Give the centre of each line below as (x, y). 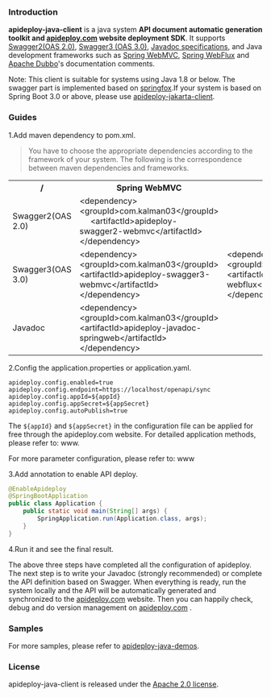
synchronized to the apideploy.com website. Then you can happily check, (131, 599)
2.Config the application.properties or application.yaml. (100, 367)
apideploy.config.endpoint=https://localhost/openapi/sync (110, 389)
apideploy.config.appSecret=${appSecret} (79, 404)
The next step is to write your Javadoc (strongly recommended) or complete (135, 573)
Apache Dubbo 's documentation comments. (82, 64)
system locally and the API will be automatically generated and (112, 590)
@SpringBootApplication (48, 496)
